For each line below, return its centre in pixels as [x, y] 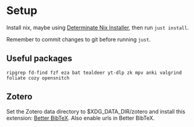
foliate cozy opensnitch [38, 78]
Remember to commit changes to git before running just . [79, 39]
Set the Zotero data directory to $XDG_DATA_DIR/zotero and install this [96, 111]
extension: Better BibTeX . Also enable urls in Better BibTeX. [80, 118]
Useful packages [39, 59]
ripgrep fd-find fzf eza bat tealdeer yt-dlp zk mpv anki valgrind [94, 73]
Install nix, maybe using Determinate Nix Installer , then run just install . [98, 27]
